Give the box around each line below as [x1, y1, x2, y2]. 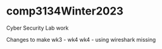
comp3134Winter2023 [6, 4, 124, 18]
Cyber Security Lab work [6, 24, 69, 31]
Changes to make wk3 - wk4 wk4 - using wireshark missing [6, 36, 156, 43]
